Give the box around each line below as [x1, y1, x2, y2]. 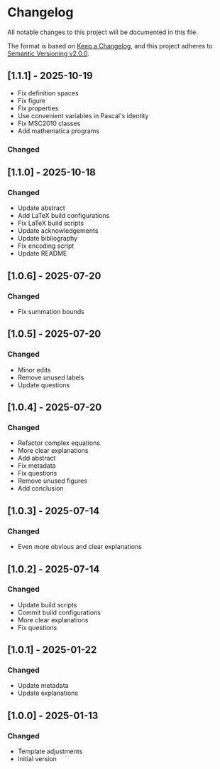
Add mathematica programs [17, 126, 100, 135]
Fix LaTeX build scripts [17, 219, 84, 228]
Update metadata [17, 681, 69, 690]
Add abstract [17, 454, 56, 463]
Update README [17, 249, 67, 258]
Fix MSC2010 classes [17, 119, 81, 127]
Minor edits [17, 365, 51, 374]
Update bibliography [17, 234, 78, 243]
